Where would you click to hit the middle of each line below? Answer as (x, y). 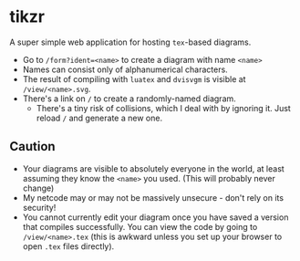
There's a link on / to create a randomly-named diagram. (129, 99)
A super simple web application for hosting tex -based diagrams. (130, 42)
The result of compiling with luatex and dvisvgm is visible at (134, 78)
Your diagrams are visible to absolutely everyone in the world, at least (153, 168)
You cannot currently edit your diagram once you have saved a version (155, 217)
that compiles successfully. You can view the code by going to (140, 226)
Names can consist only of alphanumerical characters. (125, 69)
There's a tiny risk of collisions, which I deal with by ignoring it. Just (164, 108)
